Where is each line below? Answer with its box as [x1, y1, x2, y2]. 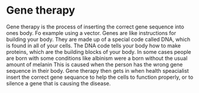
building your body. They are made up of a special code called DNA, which [6, 36, 191, 43]
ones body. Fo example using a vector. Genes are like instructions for [6, 29, 176, 36]
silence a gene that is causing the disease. [6, 79, 111, 86]
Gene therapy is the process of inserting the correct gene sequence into [6, 23, 184, 30]
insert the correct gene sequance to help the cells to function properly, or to [6, 73, 194, 81]
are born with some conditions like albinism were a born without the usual [6, 54, 188, 62]
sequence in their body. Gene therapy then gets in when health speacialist [6, 67, 189, 74]
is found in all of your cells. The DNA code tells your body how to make [6, 42, 181, 49]
